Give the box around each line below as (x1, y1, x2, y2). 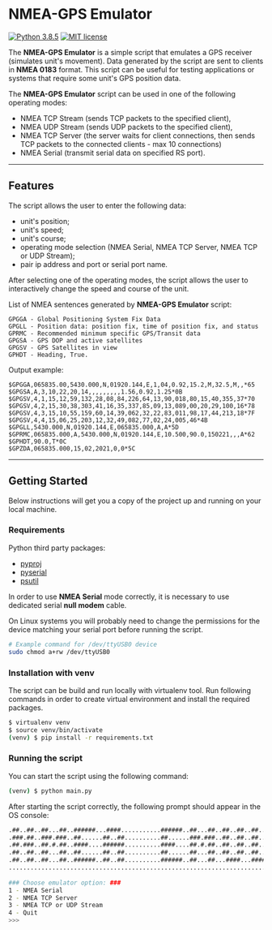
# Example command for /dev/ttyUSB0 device (8, 640, 158, 648)
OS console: (8, 810, 49, 820)
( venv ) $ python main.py (8, 786, 92, 795)
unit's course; (19, 233, 66, 243)
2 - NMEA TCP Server (8, 893, 79, 902)
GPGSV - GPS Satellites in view (8, 343, 117, 351)
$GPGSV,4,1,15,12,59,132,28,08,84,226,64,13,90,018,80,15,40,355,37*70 (8, 394, 255, 403)
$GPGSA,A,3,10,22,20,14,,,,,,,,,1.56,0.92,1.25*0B (8, 387, 183, 396)
